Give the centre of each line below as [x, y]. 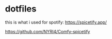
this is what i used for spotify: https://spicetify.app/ [56, 22]
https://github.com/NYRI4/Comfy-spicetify [48, 31]
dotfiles [21, 9]
